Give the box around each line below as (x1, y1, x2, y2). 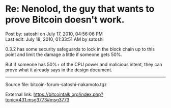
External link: (5, 91, 33, 97)
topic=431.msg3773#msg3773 (5, 96, 70, 102)
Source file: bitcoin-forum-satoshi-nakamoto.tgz (5, 81, 107, 87)
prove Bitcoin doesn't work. (5, 14, 125, 25)
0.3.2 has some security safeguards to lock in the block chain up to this (5, 46, 155, 52)
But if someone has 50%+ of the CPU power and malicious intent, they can (5, 61, 163, 67)
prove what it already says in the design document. (5, 67, 113, 73)
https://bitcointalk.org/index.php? (33, 91, 103, 97)
